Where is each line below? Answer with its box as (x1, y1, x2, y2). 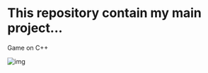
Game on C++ (7, 43, 49, 52)
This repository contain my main (7, 5, 202, 21)
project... (7, 20, 63, 36)
